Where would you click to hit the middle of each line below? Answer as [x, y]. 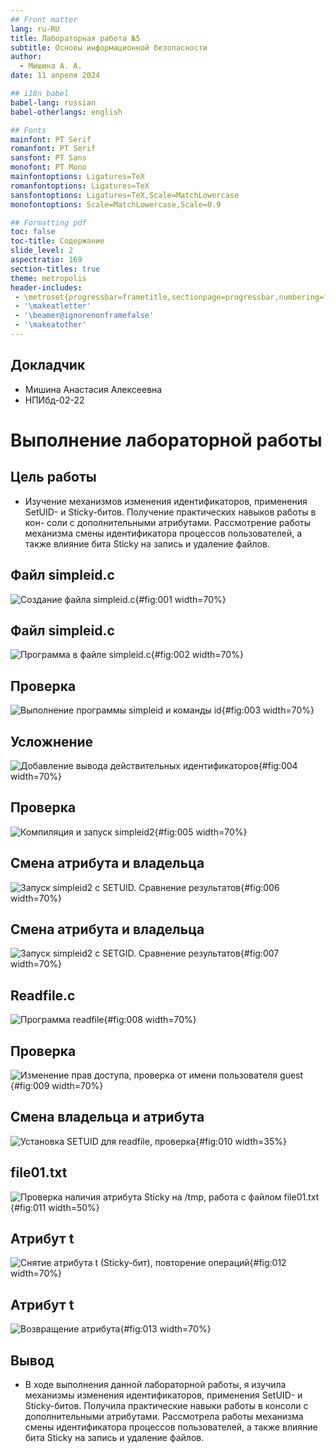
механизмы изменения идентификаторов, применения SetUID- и [163, 1395]
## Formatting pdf [48, 222]
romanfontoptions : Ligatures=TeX [80, 186]
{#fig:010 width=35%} [241, 1141]
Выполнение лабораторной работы [166, 440]
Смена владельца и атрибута [107, 1117]
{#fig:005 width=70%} [201, 832]
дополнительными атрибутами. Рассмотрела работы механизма [164, 1417]
